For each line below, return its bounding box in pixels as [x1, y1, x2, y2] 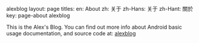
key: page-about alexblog [6, 12, 71, 19]
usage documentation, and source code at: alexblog [6, 30, 136, 37]
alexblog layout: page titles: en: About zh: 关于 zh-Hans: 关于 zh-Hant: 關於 [6, 5, 194, 12]
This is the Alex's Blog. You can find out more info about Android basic [6, 23, 183, 30]
